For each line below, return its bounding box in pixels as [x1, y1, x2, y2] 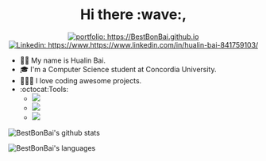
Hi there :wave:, [79, 6, 187, 24]
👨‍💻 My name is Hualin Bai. [19, 56, 106, 65]
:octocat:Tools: [19, 84, 69, 94]
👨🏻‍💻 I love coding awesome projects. [19, 75, 142, 85]
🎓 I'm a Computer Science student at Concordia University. [19, 64, 217, 74]
